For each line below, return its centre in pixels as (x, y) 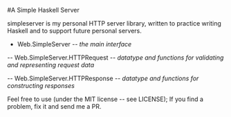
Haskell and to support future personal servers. (74, 31)
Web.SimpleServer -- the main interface (74, 44)
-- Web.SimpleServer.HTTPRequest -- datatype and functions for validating (115, 57)
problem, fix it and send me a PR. (54, 106)
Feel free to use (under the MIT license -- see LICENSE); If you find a (105, 99)
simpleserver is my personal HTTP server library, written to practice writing (114, 23)
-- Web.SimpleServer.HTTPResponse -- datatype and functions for (103, 78)
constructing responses (41, 85)
